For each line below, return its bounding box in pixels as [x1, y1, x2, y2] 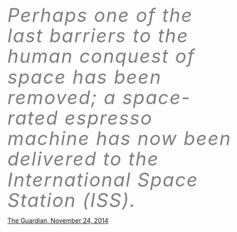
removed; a [7, 85, 117, 109]
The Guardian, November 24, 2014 [7, 216, 109, 225]
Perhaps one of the [7, 4, 194, 26]
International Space [7, 167, 199, 191]
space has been [7, 65, 162, 88]
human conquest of [7, 44, 196, 68]
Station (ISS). [7, 188, 137, 211]
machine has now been [7, 127, 232, 150]
